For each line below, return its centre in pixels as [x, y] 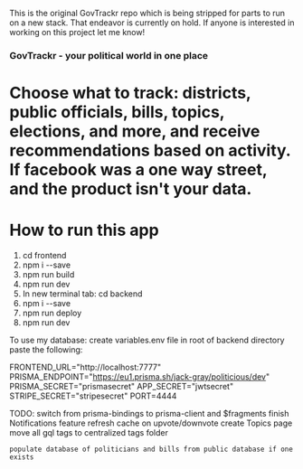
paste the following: [46, 350]
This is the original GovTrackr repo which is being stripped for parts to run [147, 13]
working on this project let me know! [77, 32]
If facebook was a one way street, [138, 170]
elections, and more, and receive [135, 131]
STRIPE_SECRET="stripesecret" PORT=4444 [93, 396]
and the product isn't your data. [131, 189]
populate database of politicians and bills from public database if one [151, 450]
